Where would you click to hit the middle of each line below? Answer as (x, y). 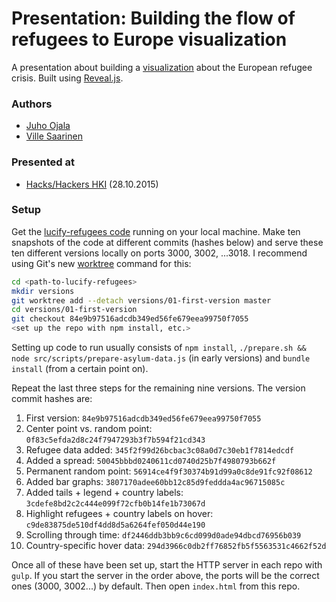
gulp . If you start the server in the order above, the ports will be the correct (165, 576)
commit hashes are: (52, 399)
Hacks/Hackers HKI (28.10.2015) (92, 184)
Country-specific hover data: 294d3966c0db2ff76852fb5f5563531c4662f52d (176, 546)
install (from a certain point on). (80, 369)
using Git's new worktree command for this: (101, 263)
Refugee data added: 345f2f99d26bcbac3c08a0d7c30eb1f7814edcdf (160, 450)
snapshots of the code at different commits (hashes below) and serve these (167, 242)
